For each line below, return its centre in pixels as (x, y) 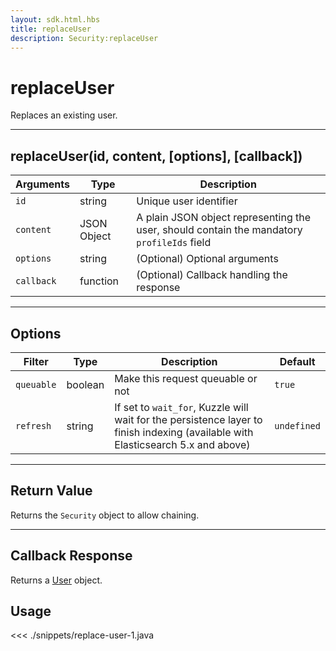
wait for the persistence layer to (188, 419)
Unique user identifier (187, 201)
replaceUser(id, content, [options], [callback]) (156, 156)
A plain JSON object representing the (224, 218)
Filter (36, 361)
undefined (297, 425)
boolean (85, 384)
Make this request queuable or (186, 378)
